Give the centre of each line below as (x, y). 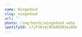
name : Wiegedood (21, 9)
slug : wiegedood (21, 14)
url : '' (13, 18)
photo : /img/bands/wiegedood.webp (40, 23)
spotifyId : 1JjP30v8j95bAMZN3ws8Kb (41, 27)
